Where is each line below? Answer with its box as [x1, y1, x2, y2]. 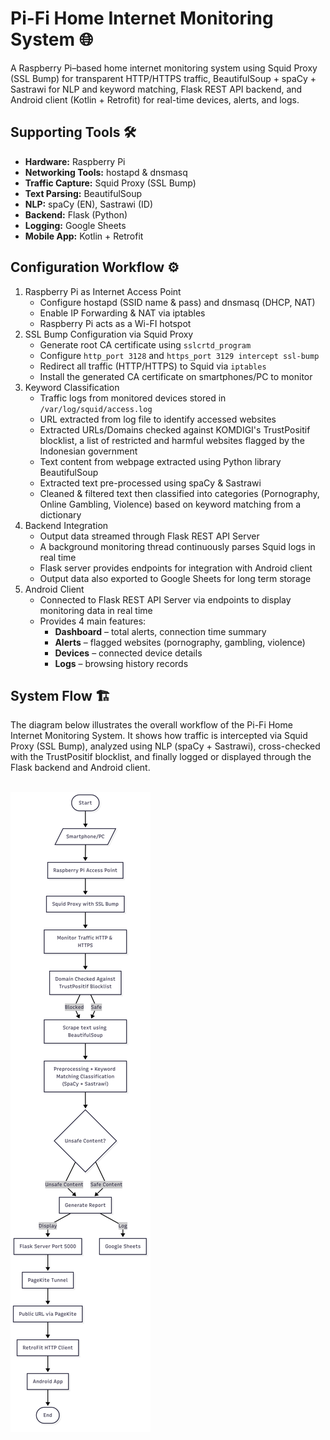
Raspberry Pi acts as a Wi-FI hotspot [39, 317, 192, 329]
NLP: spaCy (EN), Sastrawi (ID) [24, 198, 154, 210]
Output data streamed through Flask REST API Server [39, 530, 260, 542]
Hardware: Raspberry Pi [24, 155, 126, 167]
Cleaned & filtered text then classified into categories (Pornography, [39, 487, 320, 499]
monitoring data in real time [39, 604, 153, 616]
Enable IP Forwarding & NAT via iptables [39, 307, 206, 319]
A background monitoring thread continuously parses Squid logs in [39, 540, 316, 552]
